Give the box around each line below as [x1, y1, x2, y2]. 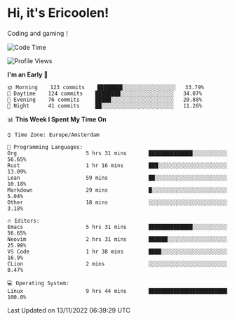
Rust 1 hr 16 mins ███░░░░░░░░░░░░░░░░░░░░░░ [7, 162, 228, 169]
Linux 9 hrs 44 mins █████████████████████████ [7, 287, 228, 294]
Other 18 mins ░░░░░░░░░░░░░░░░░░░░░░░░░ [7, 199, 228, 206]
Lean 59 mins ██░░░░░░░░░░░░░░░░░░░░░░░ [7, 174, 228, 181]
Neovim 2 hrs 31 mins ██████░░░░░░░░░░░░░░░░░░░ [7, 235, 228, 243]
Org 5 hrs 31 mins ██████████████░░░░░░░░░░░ [7, 150, 228, 157]
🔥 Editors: [7, 217, 40, 224]
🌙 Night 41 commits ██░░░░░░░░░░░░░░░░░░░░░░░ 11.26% [7, 102, 202, 110]
